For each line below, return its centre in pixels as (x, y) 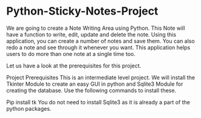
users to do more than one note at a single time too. (71, 54)
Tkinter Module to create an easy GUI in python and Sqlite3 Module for (95, 84)
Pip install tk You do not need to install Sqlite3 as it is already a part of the (98, 102)
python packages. (29, 108)
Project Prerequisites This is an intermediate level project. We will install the (101, 77)
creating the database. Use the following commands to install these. (91, 90)
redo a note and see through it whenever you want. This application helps (98, 47)
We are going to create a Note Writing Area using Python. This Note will (96, 28)
